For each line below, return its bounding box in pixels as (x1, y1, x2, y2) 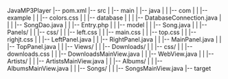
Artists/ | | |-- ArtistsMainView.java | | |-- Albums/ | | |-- (7, 57, 163, 65)
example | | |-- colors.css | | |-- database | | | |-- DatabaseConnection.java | (7, 14, 222, 22)
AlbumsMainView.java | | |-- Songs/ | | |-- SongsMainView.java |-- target (7, 65, 212, 72)
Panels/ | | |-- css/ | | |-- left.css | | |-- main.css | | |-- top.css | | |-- (7, 28, 197, 36)
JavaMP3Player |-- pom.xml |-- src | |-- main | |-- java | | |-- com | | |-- (7, 7, 208, 14)
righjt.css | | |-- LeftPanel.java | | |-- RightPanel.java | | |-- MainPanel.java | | (7, 35, 222, 44)
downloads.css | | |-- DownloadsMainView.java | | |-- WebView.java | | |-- (7, 50, 214, 58)
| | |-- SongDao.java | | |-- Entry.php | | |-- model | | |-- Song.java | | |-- (7, 21, 207, 29)
